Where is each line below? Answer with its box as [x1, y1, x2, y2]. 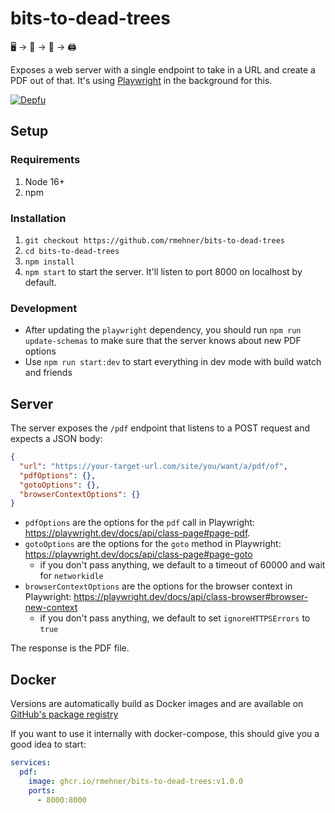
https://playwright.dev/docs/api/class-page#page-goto [24, 548, 253, 561]
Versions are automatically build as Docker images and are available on [10, 698, 304, 710]
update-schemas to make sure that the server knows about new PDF [24, 335, 302, 347]
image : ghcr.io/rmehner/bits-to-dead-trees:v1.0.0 [28, 776, 244, 786]
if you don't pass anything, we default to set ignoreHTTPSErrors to [39, 612, 311, 624]
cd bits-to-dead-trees [24, 246, 120, 256]
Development [10, 301, 78, 315]
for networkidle [39, 570, 104, 582]
